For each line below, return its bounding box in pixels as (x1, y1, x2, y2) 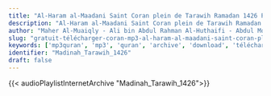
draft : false (8, 57, 52, 65)
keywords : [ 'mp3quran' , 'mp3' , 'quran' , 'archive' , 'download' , (8, 42, 229, 50)
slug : (8, 34, 27, 42)
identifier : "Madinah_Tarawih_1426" (8, 49, 131, 57)
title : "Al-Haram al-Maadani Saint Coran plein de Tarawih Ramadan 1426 (8, 11, 258, 20)
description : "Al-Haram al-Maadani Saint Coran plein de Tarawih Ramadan (8, 19, 262, 27)
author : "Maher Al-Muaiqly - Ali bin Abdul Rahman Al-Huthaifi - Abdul (8, 26, 254, 34)
